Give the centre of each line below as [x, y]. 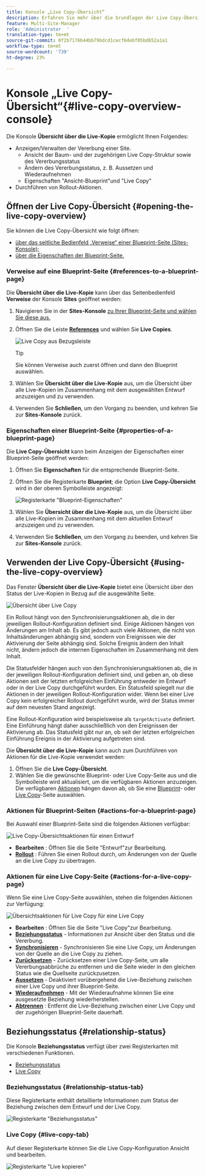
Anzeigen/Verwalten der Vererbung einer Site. [73, 148]
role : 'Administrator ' [38, 29]
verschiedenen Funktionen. [41, 1053]
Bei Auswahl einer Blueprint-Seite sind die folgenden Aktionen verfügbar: [99, 824]
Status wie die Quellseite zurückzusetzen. [68, 973]
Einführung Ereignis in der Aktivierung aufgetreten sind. [76, 738]
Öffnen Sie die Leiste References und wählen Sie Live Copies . [94, 329]
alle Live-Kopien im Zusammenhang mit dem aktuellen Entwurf [94, 518]
